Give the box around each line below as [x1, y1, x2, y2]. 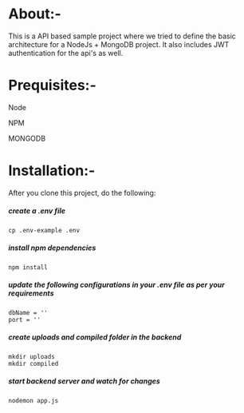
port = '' [8, 316, 41, 324]
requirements [8, 288, 54, 298]
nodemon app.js [8, 396, 59, 404]
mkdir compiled [8, 359, 59, 367]
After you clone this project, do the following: [8, 188, 156, 197]
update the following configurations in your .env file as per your [8, 280, 225, 290]
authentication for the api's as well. [8, 48, 124, 58]
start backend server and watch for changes [8, 376, 161, 386]
